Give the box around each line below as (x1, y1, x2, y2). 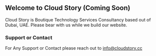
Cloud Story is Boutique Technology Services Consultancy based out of (5, 17, 151, 22)
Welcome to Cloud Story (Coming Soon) (5, 4, 131, 12)
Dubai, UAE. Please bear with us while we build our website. (5, 22, 127, 28)
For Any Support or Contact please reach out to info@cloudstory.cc (5, 45, 143, 51)
